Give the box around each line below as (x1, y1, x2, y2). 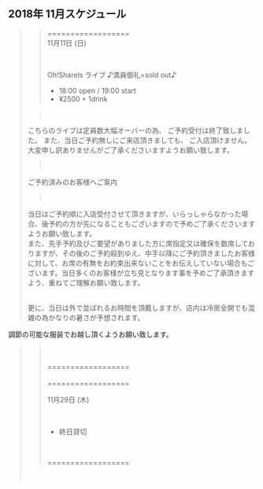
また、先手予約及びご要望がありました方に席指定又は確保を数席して (27, 238, 248, 248)
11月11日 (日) (46, 38, 87, 47)
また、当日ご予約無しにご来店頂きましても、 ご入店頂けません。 (43, 135, 252, 145)
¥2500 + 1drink (58, 94, 108, 104)
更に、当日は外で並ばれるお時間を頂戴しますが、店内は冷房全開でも (27, 303, 249, 312)
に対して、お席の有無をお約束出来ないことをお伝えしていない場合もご (27, 258, 255, 267)
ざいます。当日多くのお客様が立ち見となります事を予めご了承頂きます (27, 268, 254, 278)
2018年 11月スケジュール (8, 7, 127, 21)
